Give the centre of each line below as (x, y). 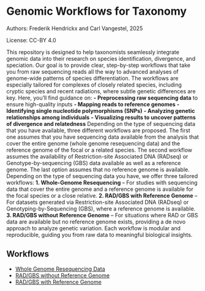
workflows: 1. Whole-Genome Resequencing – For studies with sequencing (102, 182)
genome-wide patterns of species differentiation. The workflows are (92, 78)
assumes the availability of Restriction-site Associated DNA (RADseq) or (97, 156)
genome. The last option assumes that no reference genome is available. (98, 169)
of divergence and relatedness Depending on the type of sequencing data (101, 123)
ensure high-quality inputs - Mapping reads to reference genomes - (93, 104)
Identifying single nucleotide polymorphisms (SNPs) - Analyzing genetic (101, 111)
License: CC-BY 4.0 (31, 40)
